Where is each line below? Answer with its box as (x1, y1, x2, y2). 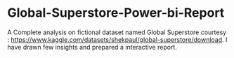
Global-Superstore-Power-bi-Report (7, 5, 225, 21)
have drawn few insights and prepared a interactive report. (7, 43, 177, 51)
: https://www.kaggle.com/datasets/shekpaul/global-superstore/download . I (7, 35, 228, 43)
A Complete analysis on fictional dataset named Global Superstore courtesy (7, 28, 227, 36)
